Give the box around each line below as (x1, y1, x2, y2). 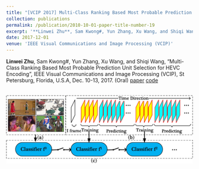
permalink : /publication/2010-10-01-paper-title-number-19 (6, 22, 155, 28)
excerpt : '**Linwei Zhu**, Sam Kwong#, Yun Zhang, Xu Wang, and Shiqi (6, 28, 184, 34)
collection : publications (6, 15, 70, 22)
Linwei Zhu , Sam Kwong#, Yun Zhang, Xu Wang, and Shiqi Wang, (6, 58, 166, 65)
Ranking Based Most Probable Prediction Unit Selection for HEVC (21, 64, 181, 71)
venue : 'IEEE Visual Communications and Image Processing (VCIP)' (6, 41, 174, 47)
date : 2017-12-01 (6, 34, 49, 41)
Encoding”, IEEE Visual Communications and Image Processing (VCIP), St (6, 71, 185, 77)
